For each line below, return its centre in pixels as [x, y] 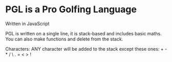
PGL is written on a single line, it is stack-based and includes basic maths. [83, 33]
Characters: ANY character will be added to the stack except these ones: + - [86, 49]
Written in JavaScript [27, 24]
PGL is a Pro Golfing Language [71, 9]
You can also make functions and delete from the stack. [64, 39]
